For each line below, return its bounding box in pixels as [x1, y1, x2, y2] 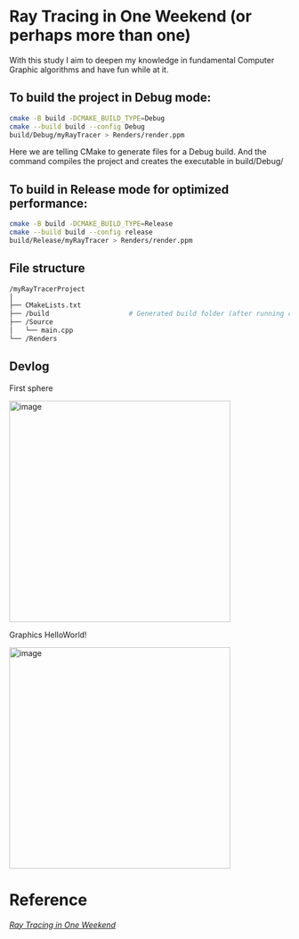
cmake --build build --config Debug [9, 122, 145, 131]
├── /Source [9, 318, 53, 327]
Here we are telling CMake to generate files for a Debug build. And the [9, 146, 267, 157]
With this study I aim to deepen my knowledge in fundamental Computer [9, 54, 275, 65]
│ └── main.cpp [9, 326, 74, 335]
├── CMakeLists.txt [9, 301, 82, 310]
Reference [9, 890, 87, 910]
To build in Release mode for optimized [9, 181, 230, 197]
